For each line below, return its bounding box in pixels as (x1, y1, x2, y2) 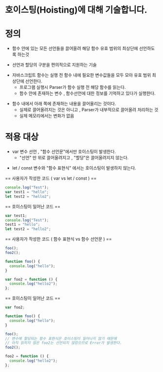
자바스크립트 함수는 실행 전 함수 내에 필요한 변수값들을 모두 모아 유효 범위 (12, 72, 151, 78)
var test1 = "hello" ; (5, 189, 49, 194)
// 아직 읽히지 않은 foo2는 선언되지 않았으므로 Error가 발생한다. (5, 340, 122, 345)
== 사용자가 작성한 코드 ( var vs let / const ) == (5, 175, 97, 181)
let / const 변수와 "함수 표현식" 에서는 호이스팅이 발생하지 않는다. (12, 165, 136, 171)
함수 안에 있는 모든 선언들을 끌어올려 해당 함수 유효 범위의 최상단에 (12, 46, 138, 51)
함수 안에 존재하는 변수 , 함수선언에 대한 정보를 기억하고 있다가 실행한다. (19, 90, 156, 96)
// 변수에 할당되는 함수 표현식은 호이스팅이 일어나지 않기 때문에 (5, 336, 117, 341)
